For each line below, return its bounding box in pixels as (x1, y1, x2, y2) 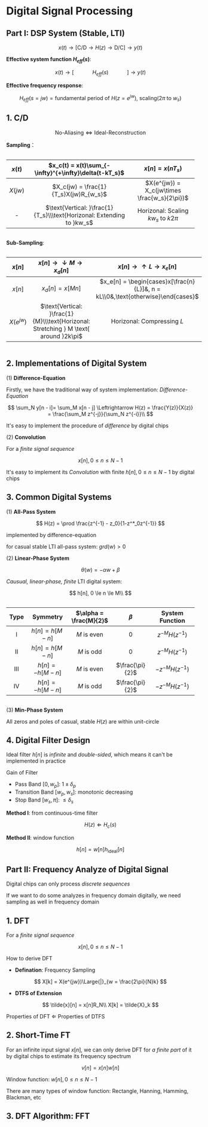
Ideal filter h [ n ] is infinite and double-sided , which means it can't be (6, 751, 173, 758)
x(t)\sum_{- (75, 161, 111, 169)
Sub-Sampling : (6, 239, 45, 246)
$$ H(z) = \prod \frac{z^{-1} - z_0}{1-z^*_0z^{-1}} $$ (35, 520, 166, 527)
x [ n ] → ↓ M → (38, 258, 82, 267)
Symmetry (32, 613, 63, 621)
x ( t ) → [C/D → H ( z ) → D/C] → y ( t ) (58, 44, 143, 51)
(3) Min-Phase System (6, 706, 63, 713)
